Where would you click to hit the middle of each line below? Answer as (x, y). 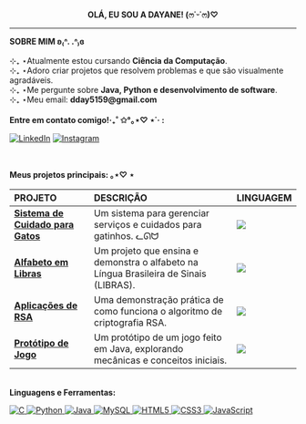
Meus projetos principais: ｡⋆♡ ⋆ (72, 175)
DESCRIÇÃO (121, 198)
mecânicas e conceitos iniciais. (161, 360)
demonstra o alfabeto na (146, 262)
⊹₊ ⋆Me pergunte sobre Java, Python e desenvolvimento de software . (143, 90)
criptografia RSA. (130, 322)
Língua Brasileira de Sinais (150, 274)
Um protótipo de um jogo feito (158, 337)
